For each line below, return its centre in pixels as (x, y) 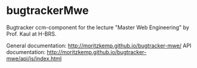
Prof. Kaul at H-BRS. (32, 33)
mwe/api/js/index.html (34, 58)
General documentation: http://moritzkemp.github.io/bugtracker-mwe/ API (99, 46)
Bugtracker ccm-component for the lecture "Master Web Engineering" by (98, 27)
